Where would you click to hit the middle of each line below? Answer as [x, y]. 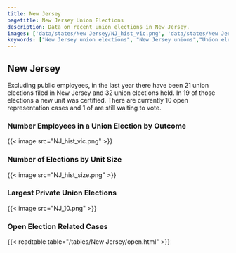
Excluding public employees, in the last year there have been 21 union [108, 85]
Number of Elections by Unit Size [65, 160]
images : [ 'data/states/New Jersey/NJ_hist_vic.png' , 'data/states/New [113, 33]
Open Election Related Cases [58, 226]
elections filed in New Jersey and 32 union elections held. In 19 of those [111, 93]
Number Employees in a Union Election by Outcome [97, 126]
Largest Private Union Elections [62, 193]
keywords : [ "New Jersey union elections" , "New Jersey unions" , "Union [113, 40]
